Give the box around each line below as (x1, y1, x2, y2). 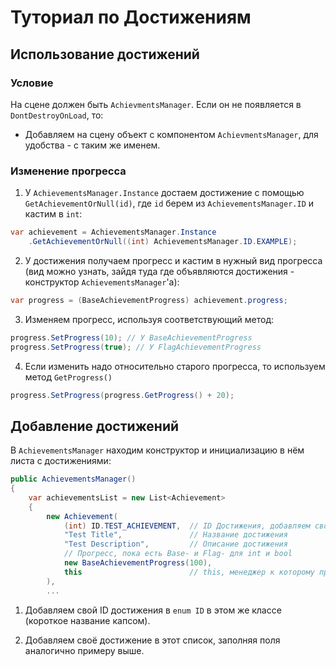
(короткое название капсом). (24, 614, 151, 626)
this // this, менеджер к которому (63, 567, 315, 577)
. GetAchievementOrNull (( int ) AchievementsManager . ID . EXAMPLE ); (28, 237, 298, 247)
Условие (10, 76, 54, 90)
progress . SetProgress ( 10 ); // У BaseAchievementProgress (10, 332, 253, 343)
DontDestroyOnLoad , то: (10, 109, 104, 121)
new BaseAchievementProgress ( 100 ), (63, 558, 213, 568)
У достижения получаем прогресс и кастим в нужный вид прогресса (24, 254, 323, 266)
